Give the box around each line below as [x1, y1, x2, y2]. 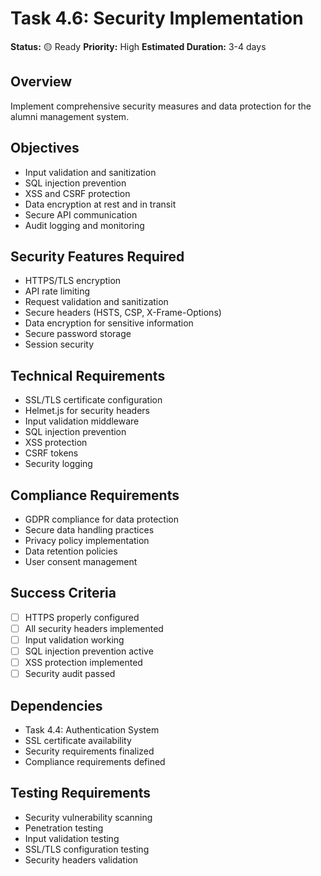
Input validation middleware [24, 415, 140, 427]
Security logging [24, 458, 93, 470]
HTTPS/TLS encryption [24, 275, 122, 287]
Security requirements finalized [24, 745, 155, 757]
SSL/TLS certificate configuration [24, 394, 163, 406]
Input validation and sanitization [24, 166, 157, 178]
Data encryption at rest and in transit [24, 198, 177, 210]
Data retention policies [24, 545, 118, 557]
